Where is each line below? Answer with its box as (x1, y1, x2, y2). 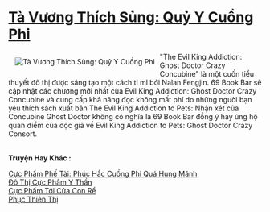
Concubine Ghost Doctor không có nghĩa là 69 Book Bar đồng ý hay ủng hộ (8, 111, 259, 121)
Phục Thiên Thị (8, 194, 59, 204)
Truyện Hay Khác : (8, 153, 72, 163)
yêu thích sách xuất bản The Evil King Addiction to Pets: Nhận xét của (8, 103, 239, 113)
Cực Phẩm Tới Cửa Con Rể (8, 185, 96, 195)
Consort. (8, 129, 38, 139)
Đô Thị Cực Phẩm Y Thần (8, 177, 92, 187)
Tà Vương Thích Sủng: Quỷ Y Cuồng (8, 8, 254, 27)
